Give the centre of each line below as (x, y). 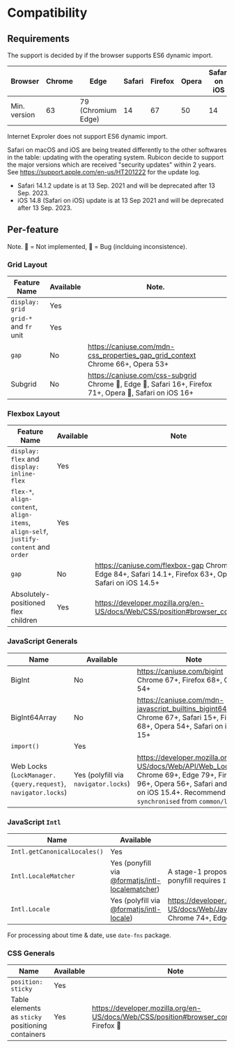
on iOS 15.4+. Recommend (181, 792)
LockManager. (35, 775)
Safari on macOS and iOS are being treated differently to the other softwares (117, 150)
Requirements (38, 39)
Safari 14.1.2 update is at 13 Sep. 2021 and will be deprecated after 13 (116, 185)
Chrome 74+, (189, 918)
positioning (29, 1026)
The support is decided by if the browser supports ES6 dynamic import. (110, 55)
